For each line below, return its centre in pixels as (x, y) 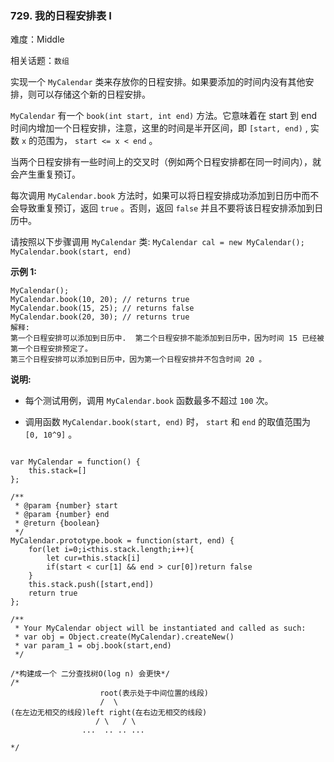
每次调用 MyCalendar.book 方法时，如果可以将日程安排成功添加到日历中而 (160, 196)
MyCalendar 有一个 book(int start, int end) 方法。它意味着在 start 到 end (164, 116)
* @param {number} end (62, 515)
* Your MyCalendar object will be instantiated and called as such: (160, 628)
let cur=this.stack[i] (93, 558)
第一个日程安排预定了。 (51, 349)
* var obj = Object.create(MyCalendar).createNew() (124, 637)
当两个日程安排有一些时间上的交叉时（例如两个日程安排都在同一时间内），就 (166, 162)
